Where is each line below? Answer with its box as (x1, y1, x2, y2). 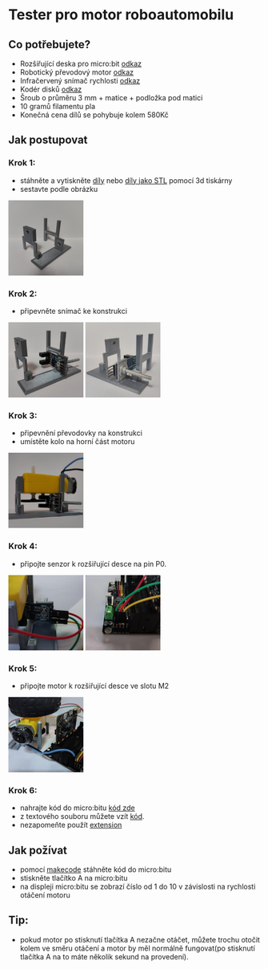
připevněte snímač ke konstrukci (19, 306, 128, 316)
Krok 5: (8, 662, 38, 674)
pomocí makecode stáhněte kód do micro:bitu (19, 865, 172, 874)
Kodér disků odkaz (19, 84, 82, 94)
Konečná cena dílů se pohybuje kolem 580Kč (19, 110, 170, 120)
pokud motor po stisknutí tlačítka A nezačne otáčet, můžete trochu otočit (19, 934, 260, 944)
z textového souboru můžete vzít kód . (19, 812, 145, 821)
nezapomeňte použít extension (19, 820, 122, 830)
